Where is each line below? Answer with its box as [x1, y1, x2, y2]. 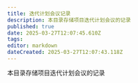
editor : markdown [7, 42, 58, 49]
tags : [7, 36, 23, 43]
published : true [7, 23, 54, 30]
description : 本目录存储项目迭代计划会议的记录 [7, 17, 131, 24]
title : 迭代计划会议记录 [7, 10, 71, 17]
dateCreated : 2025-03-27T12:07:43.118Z [7, 49, 123, 56]
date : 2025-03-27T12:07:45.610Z [7, 29, 101, 37]
